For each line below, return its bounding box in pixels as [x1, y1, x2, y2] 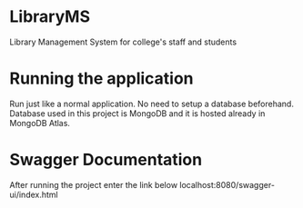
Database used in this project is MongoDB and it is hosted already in [9, 107, 266, 119]
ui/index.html [9, 189, 58, 200]
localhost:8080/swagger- [179, 179, 276, 190]
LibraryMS [9, 6, 91, 27]
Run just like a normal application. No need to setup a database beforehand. [9, 98, 294, 109]
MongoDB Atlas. [9, 117, 71, 128]
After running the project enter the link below [9, 179, 178, 190]
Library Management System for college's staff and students [9, 36, 237, 47]
